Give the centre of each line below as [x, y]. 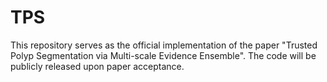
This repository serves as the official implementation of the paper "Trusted [164, 45]
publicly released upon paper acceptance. [97, 66]
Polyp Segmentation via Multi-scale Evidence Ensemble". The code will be [163, 55]
